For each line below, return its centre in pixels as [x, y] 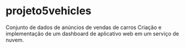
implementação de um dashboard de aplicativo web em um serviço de [92, 33]
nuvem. [15, 40]
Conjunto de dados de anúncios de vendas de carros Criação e [84, 27]
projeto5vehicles [48, 11]
